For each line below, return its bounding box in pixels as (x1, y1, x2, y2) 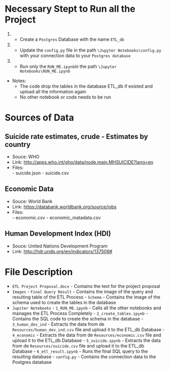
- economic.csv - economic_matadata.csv (12, 214, 101, 220)
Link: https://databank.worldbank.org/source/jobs (12, 204, 117, 210)
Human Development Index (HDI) (5, 229, 111, 238)
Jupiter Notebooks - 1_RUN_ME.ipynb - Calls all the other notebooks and (12, 305, 161, 311)
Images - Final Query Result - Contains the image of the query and (12, 288, 153, 294)
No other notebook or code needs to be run (19, 94, 111, 100)
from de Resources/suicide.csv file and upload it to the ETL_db (12, 342, 145, 349)
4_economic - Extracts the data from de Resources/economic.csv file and (12, 332, 161, 338)
